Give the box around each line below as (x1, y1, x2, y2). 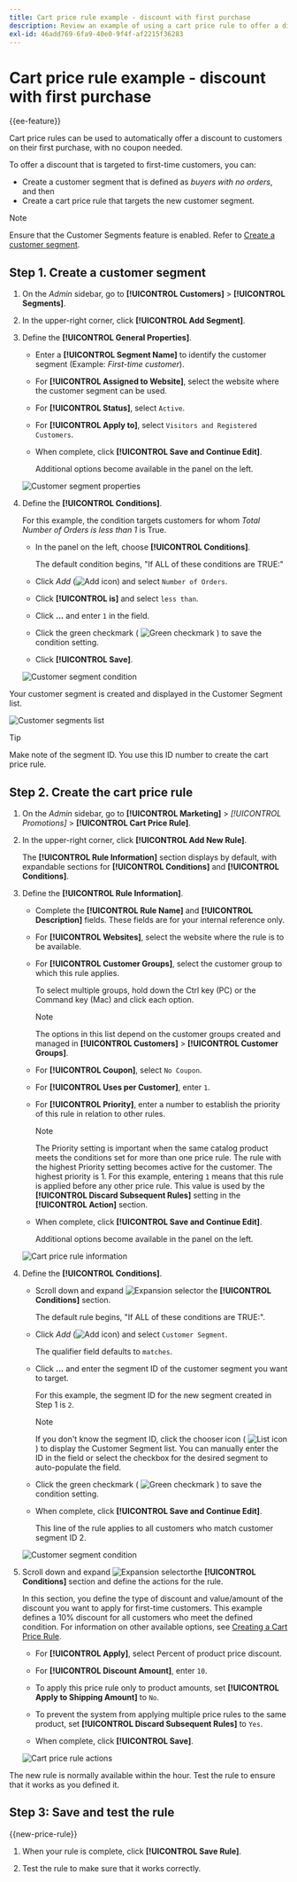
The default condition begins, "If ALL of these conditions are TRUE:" (34, 559, 285, 570)
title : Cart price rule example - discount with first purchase (9, 12, 251, 22)
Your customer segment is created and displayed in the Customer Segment (9, 689, 283, 699)
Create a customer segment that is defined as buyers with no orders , (21, 176, 273, 187)
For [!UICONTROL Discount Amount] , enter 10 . (34, 1665, 208, 1675)
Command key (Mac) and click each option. (34, 994, 194, 1004)
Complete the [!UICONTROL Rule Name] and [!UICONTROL (34, 905, 254, 916)
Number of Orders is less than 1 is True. (21, 525, 167, 535)
